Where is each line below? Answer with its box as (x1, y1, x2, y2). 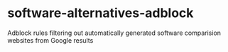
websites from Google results (7, 36, 94, 44)
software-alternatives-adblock (7, 5, 194, 21)
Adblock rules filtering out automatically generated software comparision (7, 28, 222, 37)
